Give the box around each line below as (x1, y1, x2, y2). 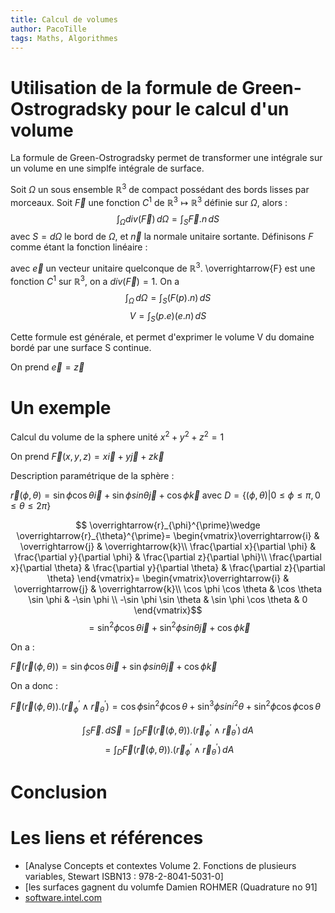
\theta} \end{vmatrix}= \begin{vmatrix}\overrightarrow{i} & (46, 572, 290, 584)
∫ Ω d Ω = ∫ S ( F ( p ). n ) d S (124, 291, 212, 306)
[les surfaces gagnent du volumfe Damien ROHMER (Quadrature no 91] (24, 881, 318, 893)
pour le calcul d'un (131, 97, 290, 120)
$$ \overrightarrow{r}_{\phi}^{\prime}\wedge (75, 519, 261, 531)
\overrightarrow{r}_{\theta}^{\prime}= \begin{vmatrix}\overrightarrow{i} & (16, 529, 320, 541)
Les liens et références (10, 827, 204, 850)
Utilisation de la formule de (10, 76, 238, 99)
